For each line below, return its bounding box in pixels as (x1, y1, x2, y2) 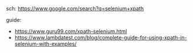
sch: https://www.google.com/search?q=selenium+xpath (6, 5, 144, 12)
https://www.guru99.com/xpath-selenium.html (14, 28, 127, 35)
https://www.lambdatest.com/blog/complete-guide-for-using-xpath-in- (14, 34, 187, 41)
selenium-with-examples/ (14, 41, 77, 47)
